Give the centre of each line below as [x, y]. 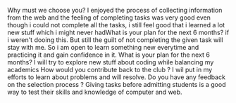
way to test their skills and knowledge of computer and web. [95, 92]
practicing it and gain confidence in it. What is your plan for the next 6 [108, 55]
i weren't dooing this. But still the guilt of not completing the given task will [115, 40]
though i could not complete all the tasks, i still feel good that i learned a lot [116, 25]
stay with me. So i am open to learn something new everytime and [103, 47]
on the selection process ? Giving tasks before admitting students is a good [117, 84]
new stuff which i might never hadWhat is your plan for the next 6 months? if [118, 32]
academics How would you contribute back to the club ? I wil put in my [110, 70]
